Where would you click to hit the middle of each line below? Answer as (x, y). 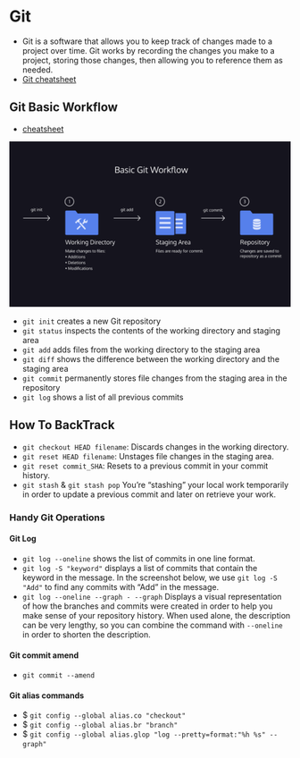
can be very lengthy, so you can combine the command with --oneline (152, 625)
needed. (37, 70)
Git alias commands (47, 695)
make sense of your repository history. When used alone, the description (156, 615)
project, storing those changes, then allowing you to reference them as (152, 60)
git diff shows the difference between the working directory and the (150, 359)
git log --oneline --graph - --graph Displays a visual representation (152, 596)
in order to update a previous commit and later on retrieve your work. (149, 494)
